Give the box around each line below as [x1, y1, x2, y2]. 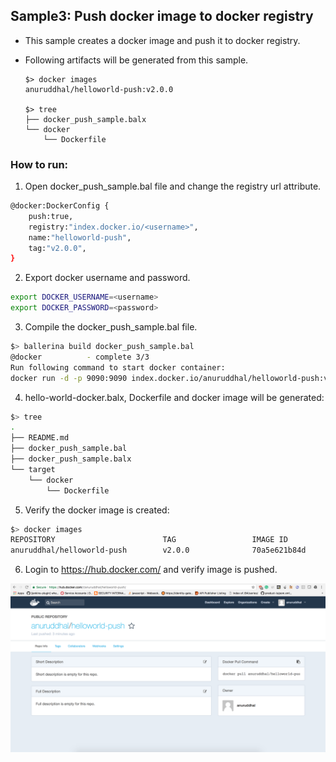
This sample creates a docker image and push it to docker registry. [24, 34, 301, 46]
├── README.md [10, 433, 70, 443]
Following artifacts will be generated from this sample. [24, 54, 249, 66]
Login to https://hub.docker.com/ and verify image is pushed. [24, 564, 278, 576]
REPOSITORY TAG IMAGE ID [10, 535, 288, 545]
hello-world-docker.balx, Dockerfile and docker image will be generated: [24, 391, 325, 403]
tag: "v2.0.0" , [28, 243, 87, 253]
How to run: [10, 157, 69, 171]
